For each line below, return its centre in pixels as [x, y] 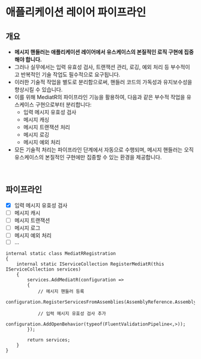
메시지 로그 [27, 228]
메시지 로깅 [36, 135]
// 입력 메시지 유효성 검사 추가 [72, 314]
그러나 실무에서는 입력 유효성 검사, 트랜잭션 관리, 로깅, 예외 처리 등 [91, 67]
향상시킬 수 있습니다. [38, 90]
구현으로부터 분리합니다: [63, 105]
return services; [49, 340]
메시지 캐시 [27, 213]
